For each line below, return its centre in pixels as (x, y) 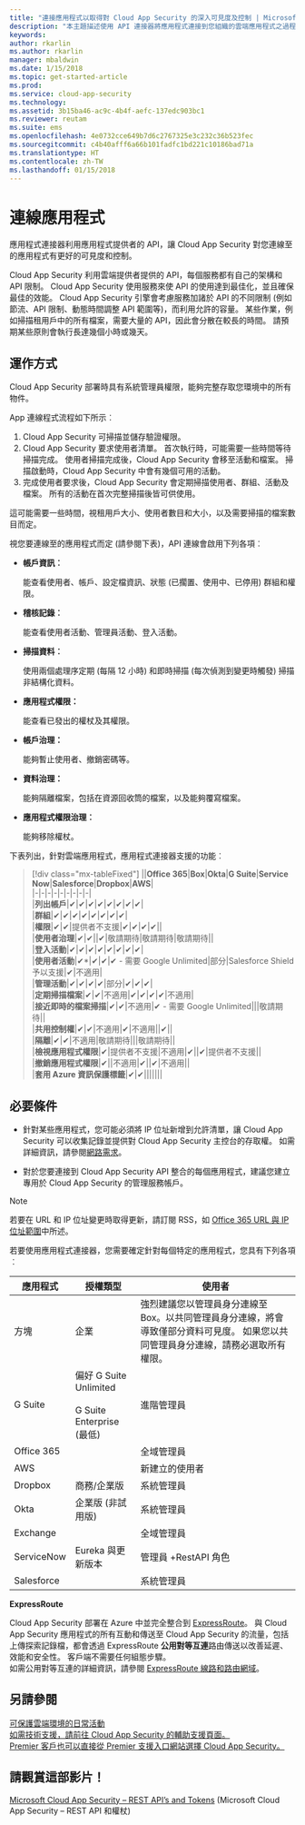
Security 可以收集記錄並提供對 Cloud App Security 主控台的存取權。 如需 (158, 1140)
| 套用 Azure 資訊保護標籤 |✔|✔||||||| (97, 1075)
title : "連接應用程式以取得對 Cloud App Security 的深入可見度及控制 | (135, 18)
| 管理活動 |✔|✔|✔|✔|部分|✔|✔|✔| (92, 984)
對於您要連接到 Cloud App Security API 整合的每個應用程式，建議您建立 (156, 1171)
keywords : (28, 35)
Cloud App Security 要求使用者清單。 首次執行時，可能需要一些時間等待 (157, 448)
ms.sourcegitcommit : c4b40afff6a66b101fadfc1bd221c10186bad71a (132, 144)
